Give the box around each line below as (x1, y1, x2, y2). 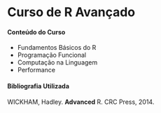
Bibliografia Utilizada (7, 81, 70, 90)
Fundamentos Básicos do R (17, 44, 97, 52)
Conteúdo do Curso (7, 27, 66, 36)
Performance (17, 66, 56, 74)
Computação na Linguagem (17, 58, 98, 67)
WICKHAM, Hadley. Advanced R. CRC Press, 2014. (7, 98, 155, 106)
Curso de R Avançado (7, 4, 136, 20)
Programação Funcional (17, 51, 86, 60)
